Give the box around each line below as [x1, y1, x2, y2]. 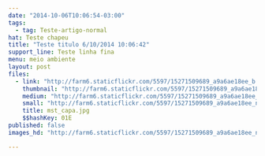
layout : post [8, 63, 51, 71]
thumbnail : [22, 84, 58, 93]
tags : [8, 19, 26, 27]
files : [8, 70, 30, 78]
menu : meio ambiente [8, 56, 77, 64]
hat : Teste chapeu [8, 33, 69, 42]
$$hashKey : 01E [22, 114, 73, 122]
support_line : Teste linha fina [8, 48, 114, 56]
